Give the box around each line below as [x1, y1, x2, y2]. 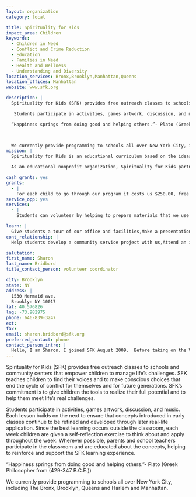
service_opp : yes [6, 196, 48, 202]
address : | [6, 288, 33, 294]
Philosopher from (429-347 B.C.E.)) [6, 467, 92, 474]
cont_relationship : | [6, 234, 59, 240]
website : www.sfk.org [6, 84, 59, 91]
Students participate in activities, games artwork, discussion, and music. [6, 406, 180, 413]
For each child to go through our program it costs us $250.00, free [16, 191, 190, 196]
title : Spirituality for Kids [6, 25, 80, 30]
